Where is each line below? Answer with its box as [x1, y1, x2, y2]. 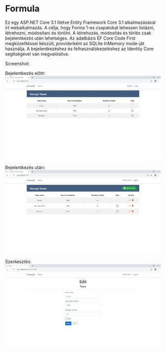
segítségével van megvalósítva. [5, 51, 69, 57]
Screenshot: [5, 60, 30, 66]
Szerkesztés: [5, 259, 32, 265]
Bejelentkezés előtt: [5, 70, 45, 76]
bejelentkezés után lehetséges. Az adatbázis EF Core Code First [5, 35, 136, 41]
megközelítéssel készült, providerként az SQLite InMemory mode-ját [5, 40, 145, 46]
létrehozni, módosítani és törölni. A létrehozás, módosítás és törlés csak [5, 30, 152, 36]
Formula [5, 3, 40, 14]
